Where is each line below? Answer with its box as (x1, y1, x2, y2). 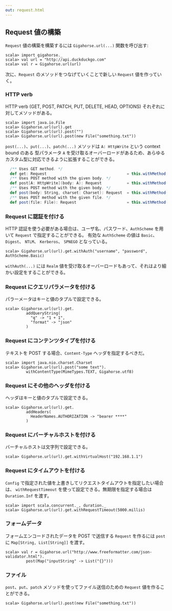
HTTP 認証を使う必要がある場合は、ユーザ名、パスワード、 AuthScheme (5, 226, 154, 232)
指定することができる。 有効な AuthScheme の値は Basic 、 (37, 232, 158, 238)
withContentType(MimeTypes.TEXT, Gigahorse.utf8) (26, 369, 134, 374)
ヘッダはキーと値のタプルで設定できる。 (5, 394, 91, 401)
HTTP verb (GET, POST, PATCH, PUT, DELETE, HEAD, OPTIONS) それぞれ (5, 103, 161, 110)
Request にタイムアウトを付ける (5, 467, 85, 474)
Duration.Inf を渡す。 (5, 492, 52, 499)
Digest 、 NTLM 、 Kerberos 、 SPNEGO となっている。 (5, 239, 110, 245)
